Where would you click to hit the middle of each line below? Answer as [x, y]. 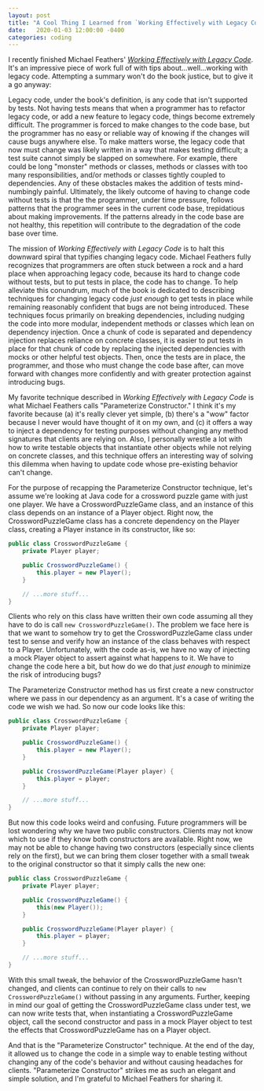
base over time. [33, 233]
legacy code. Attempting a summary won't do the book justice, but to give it [131, 76]
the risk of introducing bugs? [55, 675]
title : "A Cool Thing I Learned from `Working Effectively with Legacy [128, 23]
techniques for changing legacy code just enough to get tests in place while [131, 298]
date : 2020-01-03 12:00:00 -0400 [66, 30]
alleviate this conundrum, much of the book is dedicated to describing [121, 291]
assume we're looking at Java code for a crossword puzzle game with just [128, 496]
